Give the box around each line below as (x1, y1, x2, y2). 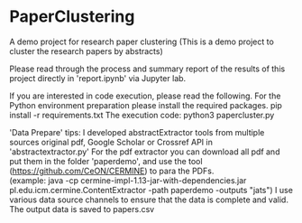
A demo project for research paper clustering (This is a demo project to (9, 36, 275, 47)
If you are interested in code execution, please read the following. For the (9, 90, 281, 101)
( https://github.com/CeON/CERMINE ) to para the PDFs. (9, 165, 215, 176)
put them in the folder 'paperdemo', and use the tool (9, 155, 203, 166)
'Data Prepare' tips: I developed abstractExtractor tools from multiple (9, 126, 265, 137)
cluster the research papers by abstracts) (9, 45, 164, 56)
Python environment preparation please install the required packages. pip (9, 99, 282, 110)
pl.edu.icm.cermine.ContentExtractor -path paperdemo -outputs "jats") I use (9, 184, 293, 195)
